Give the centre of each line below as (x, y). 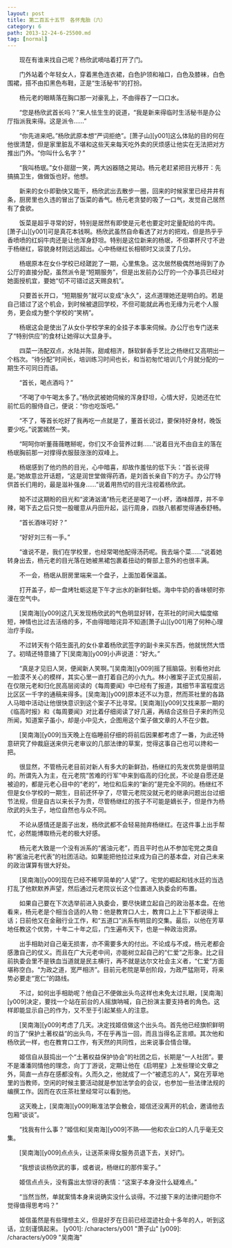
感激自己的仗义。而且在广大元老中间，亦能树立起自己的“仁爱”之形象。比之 (113, 952)
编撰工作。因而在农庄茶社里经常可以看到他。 (71, 1091)
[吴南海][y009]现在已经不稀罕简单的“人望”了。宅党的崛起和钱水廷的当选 (121, 880)
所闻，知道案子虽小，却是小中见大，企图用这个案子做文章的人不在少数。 (110, 720)
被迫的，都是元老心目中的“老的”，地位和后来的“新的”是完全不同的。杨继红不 (115, 784)
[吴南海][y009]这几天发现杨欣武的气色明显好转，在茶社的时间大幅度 (116, 613)
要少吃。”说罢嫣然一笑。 (40, 430)
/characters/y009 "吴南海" (45, 1238)
